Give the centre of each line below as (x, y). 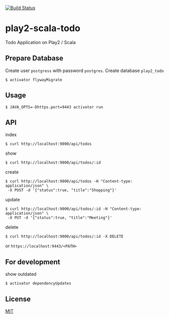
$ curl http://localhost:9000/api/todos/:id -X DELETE (64, 237)
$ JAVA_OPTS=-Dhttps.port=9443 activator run (54, 107)
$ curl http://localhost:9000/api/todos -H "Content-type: (69, 182)
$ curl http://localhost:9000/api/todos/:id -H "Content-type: (74, 209)
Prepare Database (34, 58)
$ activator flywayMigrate (34, 80)
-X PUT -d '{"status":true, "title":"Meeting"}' (60, 218)
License (18, 299)
